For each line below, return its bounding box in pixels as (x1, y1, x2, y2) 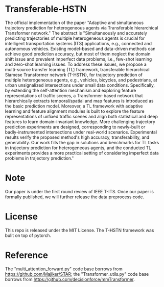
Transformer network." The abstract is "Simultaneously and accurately (5, 30, 147, 36)
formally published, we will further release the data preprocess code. (5, 194, 144, 200)
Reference (5, 250, 48, 261)
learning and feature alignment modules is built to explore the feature (5, 108, 144, 114)
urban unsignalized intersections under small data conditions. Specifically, (5, 82, 155, 88)
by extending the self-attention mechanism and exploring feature (5, 87, 136, 93)
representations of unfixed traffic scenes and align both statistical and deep (5, 113, 158, 119)
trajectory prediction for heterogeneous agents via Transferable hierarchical (5, 25, 158, 30)
